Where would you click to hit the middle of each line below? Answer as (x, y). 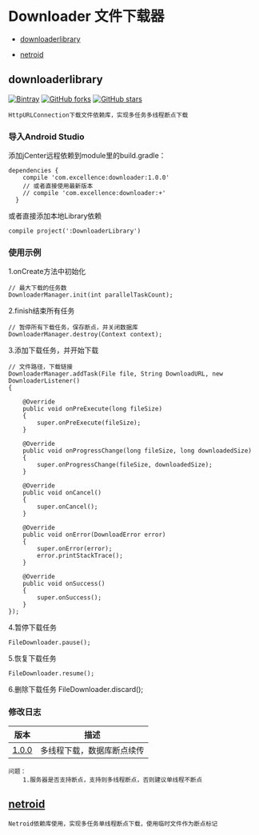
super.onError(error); (75, 549)
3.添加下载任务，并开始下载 (54, 350)
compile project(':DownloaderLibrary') (75, 231)
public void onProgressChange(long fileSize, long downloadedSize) (137, 451)
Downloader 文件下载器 (86, 16)
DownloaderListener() (44, 381)
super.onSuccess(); (70, 598)
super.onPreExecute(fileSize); (89, 423)
